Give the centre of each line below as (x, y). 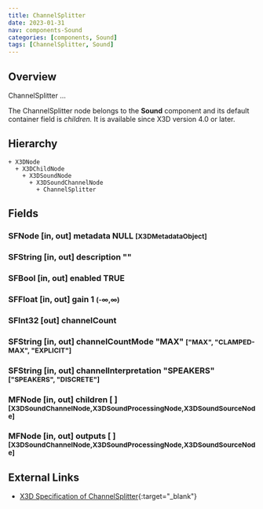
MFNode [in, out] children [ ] (63, 400)
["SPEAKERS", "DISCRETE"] (54, 379)
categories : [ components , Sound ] (63, 37)
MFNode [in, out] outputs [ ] (62, 436)
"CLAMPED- (235, 342)
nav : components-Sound (45, 30)
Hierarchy (33, 144)
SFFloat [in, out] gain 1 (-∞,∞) (64, 299)
